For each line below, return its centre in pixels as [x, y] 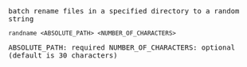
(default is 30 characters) [63, 56]
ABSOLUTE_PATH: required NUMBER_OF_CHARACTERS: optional [122, 48]
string [21, 19]
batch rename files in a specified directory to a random [124, 11]
